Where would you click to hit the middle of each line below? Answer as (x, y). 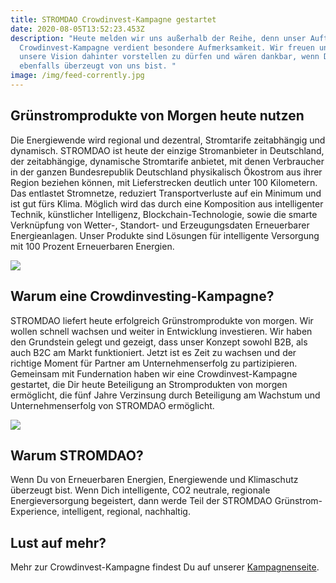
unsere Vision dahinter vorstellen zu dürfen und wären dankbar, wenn (169, 57)
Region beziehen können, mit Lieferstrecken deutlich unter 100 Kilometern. (164, 182)
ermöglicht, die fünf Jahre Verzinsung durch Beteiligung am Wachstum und (165, 395)
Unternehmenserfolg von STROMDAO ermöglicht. (112, 405)
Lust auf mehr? (58, 542)
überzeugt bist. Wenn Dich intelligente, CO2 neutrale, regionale (140, 490)
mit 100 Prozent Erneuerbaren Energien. (92, 246)
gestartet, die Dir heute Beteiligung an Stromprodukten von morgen (149, 384)
